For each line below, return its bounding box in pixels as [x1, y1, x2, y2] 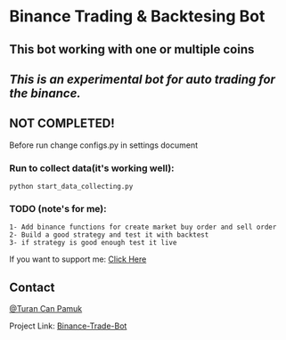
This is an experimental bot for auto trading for [9, 71, 276, 86]
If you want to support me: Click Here [9, 254, 147, 264]
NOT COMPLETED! [9, 116, 116, 131]
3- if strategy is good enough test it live [9, 239, 177, 247]
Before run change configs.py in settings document [9, 140, 199, 150]
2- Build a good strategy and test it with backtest [9, 231, 209, 239]
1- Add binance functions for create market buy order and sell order [9, 223, 277, 232]
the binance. [9, 85, 82, 101]
